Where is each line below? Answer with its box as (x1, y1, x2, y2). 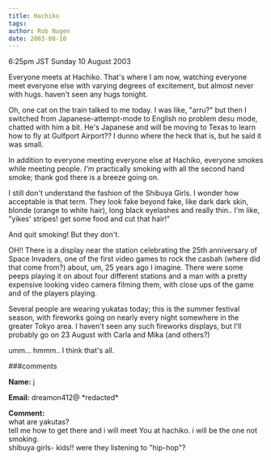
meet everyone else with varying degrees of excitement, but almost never (8, 81, 254, 91)
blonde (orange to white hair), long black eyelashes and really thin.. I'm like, (8, 206, 260, 215)
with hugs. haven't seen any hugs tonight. (8, 90, 148, 100)
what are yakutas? (8, 417, 70, 427)
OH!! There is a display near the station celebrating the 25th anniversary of (8, 245, 257, 255)
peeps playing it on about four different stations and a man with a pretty (8, 271, 248, 281)
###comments (8, 361, 57, 371)
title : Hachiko (8, 11, 60, 20)
